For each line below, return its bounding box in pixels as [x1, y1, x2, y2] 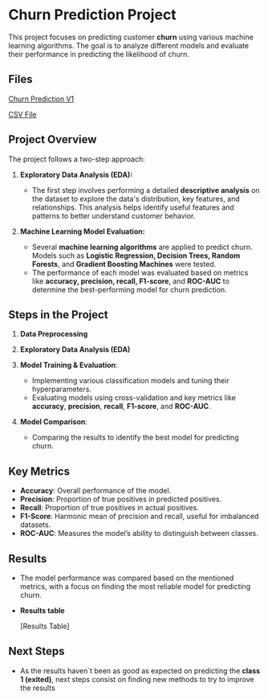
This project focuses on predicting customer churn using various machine [8, 32, 254, 42]
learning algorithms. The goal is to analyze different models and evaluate [8, 40, 250, 50]
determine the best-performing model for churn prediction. [31, 284, 227, 294]
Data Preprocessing [19, 329, 88, 339]
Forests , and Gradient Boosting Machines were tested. [31, 259, 217, 268]
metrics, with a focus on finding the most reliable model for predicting [19, 582, 251, 591]
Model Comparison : [19, 417, 88, 427]
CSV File [8, 109, 38, 119]
